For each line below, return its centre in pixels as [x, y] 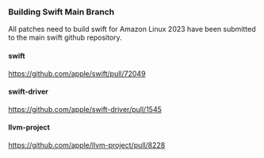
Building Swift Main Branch [61, 12]
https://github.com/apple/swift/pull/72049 [77, 73]
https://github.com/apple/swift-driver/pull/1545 [85, 109]
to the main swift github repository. [65, 37]
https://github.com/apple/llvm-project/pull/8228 [87, 145]
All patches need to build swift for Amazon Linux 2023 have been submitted [132, 29]
